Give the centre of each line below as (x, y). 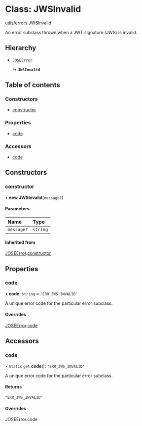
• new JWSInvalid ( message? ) (34, 197)
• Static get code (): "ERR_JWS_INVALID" (45, 366)
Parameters (17, 209)
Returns (14, 387)
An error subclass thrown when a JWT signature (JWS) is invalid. (71, 32)
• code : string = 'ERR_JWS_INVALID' (41, 293)
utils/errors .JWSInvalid (28, 23)
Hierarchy (21, 48)
